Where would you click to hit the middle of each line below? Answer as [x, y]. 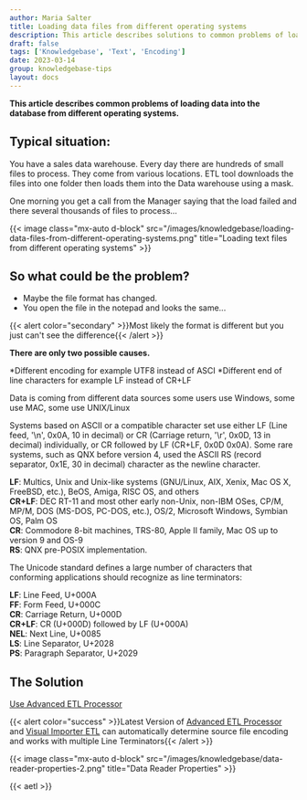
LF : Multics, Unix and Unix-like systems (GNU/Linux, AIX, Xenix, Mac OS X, [150, 482]
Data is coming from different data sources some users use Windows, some [152, 398]
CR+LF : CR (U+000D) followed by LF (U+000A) [99, 624]
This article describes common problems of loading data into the [135, 103]
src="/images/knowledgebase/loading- [220, 228]
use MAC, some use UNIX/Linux [70, 408]
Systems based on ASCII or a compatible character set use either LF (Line [148, 426]
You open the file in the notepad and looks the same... [124, 308]
